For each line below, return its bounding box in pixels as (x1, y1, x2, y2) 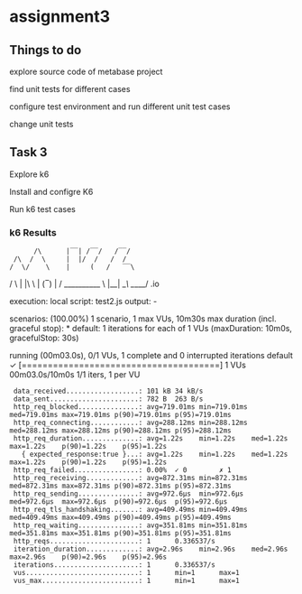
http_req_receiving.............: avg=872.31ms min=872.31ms (13, 474, 248, 483)
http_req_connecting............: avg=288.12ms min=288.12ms (13, 418, 248, 428)
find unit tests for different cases (9, 84, 131, 94)
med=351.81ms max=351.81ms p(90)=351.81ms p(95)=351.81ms (9, 529, 232, 538)
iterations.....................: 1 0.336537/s (13, 561, 216, 570)
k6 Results (9, 226, 57, 238)
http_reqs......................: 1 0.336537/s (13, 537, 216, 546)
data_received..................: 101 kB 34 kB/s (13, 386, 204, 396)
